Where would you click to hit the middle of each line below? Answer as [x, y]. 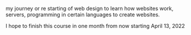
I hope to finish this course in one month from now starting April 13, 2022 [95, 26]
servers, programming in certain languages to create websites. [83, 15]
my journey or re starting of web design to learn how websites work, [90, 8]
